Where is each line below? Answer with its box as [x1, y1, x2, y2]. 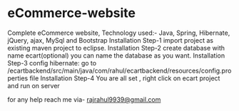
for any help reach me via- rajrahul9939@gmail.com [7, 95, 161, 104]
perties [7, 73, 29, 83]
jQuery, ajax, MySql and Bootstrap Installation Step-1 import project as [7, 36, 214, 44]
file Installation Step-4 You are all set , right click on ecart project [29, 73, 220, 83]
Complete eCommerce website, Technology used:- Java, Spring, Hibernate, [7, 28, 230, 37]
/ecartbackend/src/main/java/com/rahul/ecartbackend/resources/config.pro [7, 66, 232, 75]
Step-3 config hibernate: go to [7, 58, 97, 67]
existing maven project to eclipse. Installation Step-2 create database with [7, 43, 225, 52]
